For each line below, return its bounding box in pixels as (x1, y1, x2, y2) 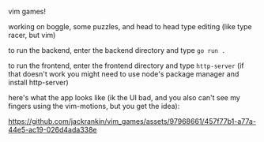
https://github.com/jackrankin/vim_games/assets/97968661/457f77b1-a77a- (8, 117, 257, 125)
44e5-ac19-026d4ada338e (8, 125, 97, 134)
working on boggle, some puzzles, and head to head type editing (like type (8, 22, 253, 31)
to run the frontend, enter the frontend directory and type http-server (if (8, 61, 244, 70)
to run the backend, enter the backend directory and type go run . (8, 46, 226, 54)
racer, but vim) (8, 31, 56, 39)
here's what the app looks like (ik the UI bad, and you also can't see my (8, 93, 241, 102)
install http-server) (8, 78, 69, 87)
